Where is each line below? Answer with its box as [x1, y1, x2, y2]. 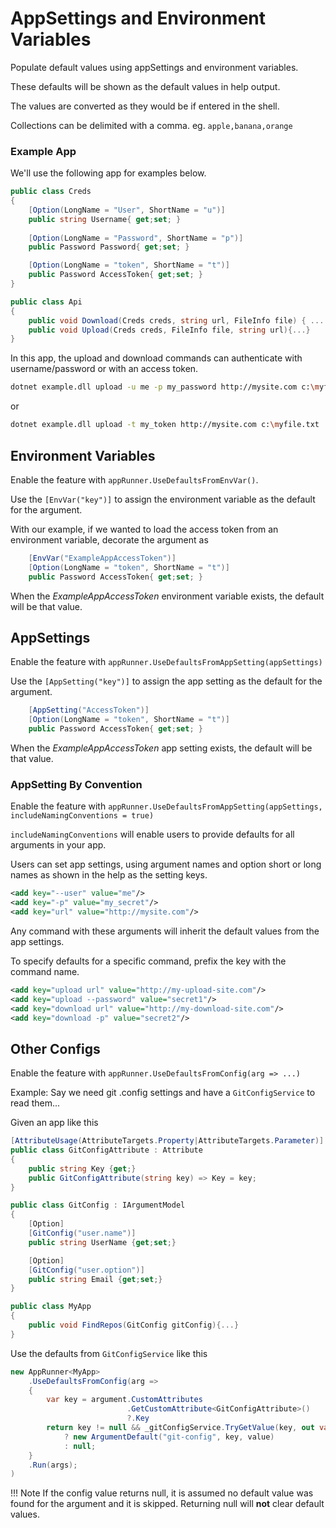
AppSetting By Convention [10, 777, 143, 791]
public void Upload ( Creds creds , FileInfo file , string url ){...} [28, 325, 311, 335]
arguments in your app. [10, 839, 107, 851]
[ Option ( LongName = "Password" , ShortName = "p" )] [28, 233, 244, 243]
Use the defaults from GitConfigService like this [10, 1347, 208, 1359]
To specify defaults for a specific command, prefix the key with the [10, 955, 287, 967]
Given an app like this [10, 1117, 99, 1129]
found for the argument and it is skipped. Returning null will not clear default [10, 1498, 325, 1510]
